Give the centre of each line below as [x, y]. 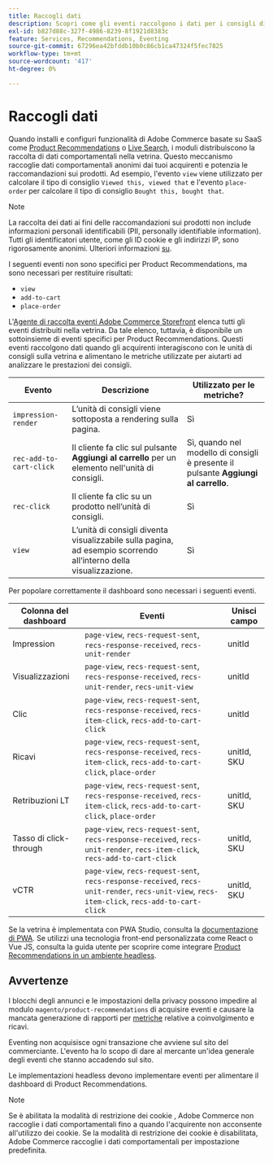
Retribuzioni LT [41, 800]
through [28, 848]
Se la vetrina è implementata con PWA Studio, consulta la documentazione [133, 929]
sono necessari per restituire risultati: [71, 273]
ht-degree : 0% [32, 69]
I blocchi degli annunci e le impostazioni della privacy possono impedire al [133, 1000]
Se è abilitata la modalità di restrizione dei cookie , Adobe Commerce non [131, 1115]
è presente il [210, 462]
